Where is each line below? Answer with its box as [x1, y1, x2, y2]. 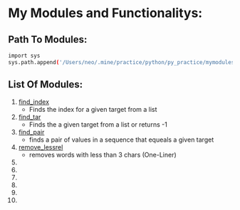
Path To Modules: [8, 33, 88, 46]
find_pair [18, 127, 45, 136]
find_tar [18, 112, 41, 121]
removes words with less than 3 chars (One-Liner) [28, 150, 177, 159]
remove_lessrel [18, 142, 63, 151]
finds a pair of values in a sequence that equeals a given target [28, 135, 214, 144]
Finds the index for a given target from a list [28, 105, 157, 113]
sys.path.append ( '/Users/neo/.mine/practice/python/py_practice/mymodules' [8, 58, 238, 65]
